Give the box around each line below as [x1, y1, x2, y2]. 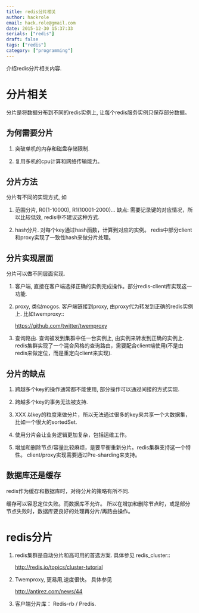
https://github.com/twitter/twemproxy [14, 322, 108, 329]
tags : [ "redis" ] [6, 42, 46, 48]
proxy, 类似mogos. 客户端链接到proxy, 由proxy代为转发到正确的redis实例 [14, 303, 194, 310]
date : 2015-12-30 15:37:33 [6, 25, 73, 32]
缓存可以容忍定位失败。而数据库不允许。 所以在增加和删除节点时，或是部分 [6, 500, 191, 507]
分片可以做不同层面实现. [6, 270, 66, 278]
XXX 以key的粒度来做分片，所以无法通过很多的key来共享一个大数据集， [14, 411, 191, 418]
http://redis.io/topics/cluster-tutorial [14, 563, 103, 571]
